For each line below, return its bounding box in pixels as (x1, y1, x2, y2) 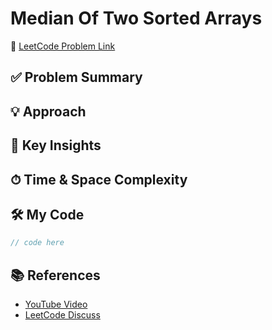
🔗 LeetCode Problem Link (10, 40, 116, 52)
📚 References (10, 267, 101, 284)
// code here (10, 238, 65, 248)
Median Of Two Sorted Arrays (10, 7, 263, 30)
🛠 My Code (10, 206, 85, 223)
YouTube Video (24, 298, 88, 310)
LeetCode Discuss (24, 309, 101, 321)
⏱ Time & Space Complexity (10, 171, 188, 188)
